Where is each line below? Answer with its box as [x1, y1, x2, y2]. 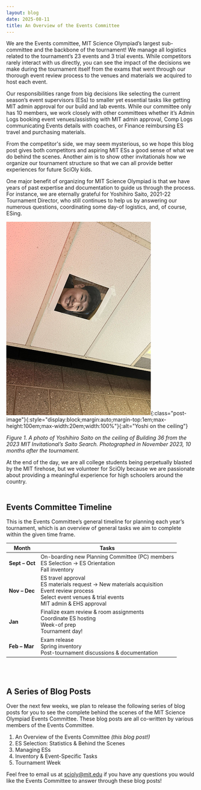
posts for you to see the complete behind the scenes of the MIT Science [6, 709, 185, 716]
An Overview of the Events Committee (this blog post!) [14, 733, 150, 740]
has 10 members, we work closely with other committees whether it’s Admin [6, 109, 195, 117]
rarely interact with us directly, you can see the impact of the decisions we [6, 59, 191, 66]
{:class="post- [150, 410, 187, 417]
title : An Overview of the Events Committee [6, 22, 120, 28]
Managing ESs [14, 746, 51, 753]
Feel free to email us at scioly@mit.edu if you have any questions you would [6, 771, 194, 778]
